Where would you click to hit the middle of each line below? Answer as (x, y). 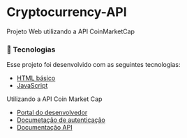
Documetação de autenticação (61, 120)
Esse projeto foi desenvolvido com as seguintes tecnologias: (93, 65)
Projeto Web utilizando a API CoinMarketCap (71, 31)
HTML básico (36, 78)
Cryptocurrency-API (67, 12)
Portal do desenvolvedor (52, 113)
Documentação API (44, 128)
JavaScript (32, 86)
